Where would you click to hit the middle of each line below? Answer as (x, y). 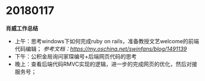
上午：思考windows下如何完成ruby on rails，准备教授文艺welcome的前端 (107, 41)
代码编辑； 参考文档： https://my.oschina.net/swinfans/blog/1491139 (101, 49)
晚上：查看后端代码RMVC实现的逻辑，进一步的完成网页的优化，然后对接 (106, 64)
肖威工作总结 (22, 28)
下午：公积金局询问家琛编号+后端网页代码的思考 (76, 56)
